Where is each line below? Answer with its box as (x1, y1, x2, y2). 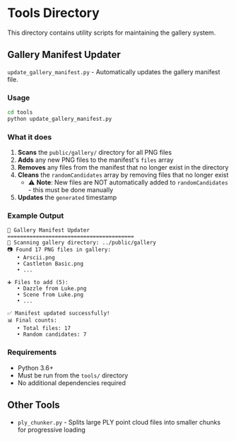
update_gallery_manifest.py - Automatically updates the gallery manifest (7, 67, 220, 76)
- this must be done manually (28, 186, 114, 194)
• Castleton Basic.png (16, 260, 83, 268)
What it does (7, 132, 52, 142)
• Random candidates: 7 (16, 331, 87, 339)
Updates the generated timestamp (17, 193, 117, 202)
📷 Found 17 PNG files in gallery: (7, 246, 112, 254)
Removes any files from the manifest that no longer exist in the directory (17, 163, 229, 172)
